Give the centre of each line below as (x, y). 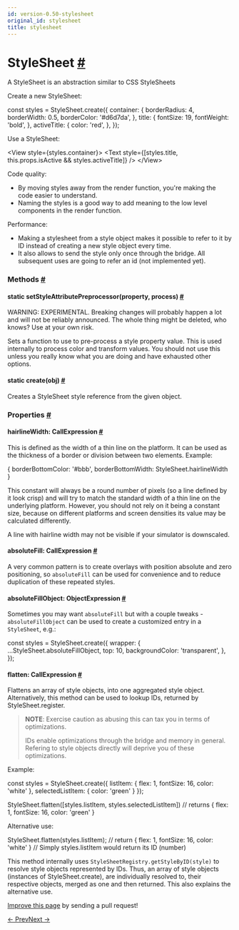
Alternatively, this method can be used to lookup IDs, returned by (103, 698)
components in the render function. (70, 210)
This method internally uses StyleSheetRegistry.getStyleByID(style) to (113, 862)
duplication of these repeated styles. (61, 581)
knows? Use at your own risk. (51, 327)
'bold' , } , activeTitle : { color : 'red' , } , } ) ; (63, 125)
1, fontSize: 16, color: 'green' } (51, 812)
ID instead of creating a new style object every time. (94, 246)
